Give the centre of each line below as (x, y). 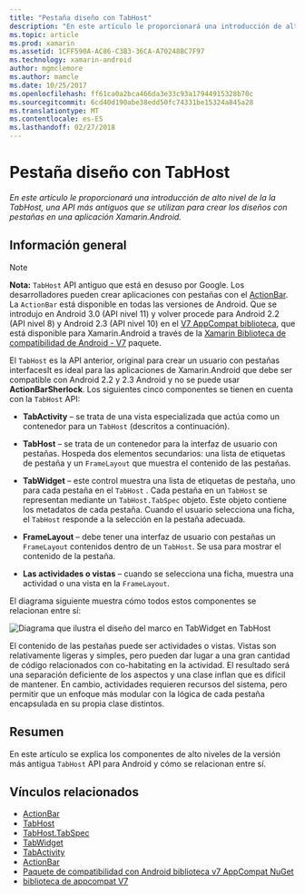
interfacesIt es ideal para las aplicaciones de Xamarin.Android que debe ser (151, 369)
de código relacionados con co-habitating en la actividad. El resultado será (150, 664)
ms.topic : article (44, 34)
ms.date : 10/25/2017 (49, 85)
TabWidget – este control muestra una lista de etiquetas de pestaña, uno (159, 480)
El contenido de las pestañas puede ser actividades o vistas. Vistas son (143, 645)
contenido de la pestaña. (69, 556)
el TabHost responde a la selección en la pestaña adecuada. (134, 519)
